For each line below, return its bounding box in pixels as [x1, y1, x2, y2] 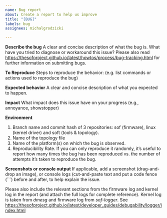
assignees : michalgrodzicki [5, 26, 64, 31]
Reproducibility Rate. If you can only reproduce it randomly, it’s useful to [12, 145, 161, 151]
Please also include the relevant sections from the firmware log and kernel [5, 186, 158, 192]
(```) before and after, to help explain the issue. [5, 176, 101, 182]
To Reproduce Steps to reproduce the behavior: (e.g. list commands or [5, 69, 151, 75]
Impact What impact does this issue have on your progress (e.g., [5, 99, 139, 105]
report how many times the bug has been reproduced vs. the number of [12, 151, 160, 157]
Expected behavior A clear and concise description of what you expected [5, 84, 158, 90]
